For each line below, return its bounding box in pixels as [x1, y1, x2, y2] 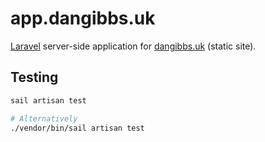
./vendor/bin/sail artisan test [10, 123, 145, 133]
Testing [10, 69, 59, 86]
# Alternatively [10, 113, 78, 124]
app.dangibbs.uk [10, 7, 156, 30]
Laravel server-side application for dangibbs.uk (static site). [10, 40, 257, 52]
